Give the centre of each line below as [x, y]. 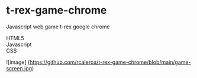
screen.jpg [19, 68]
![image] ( [18, 62]
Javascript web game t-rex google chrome [58, 27]
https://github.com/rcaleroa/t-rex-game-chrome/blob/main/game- [110, 62]
